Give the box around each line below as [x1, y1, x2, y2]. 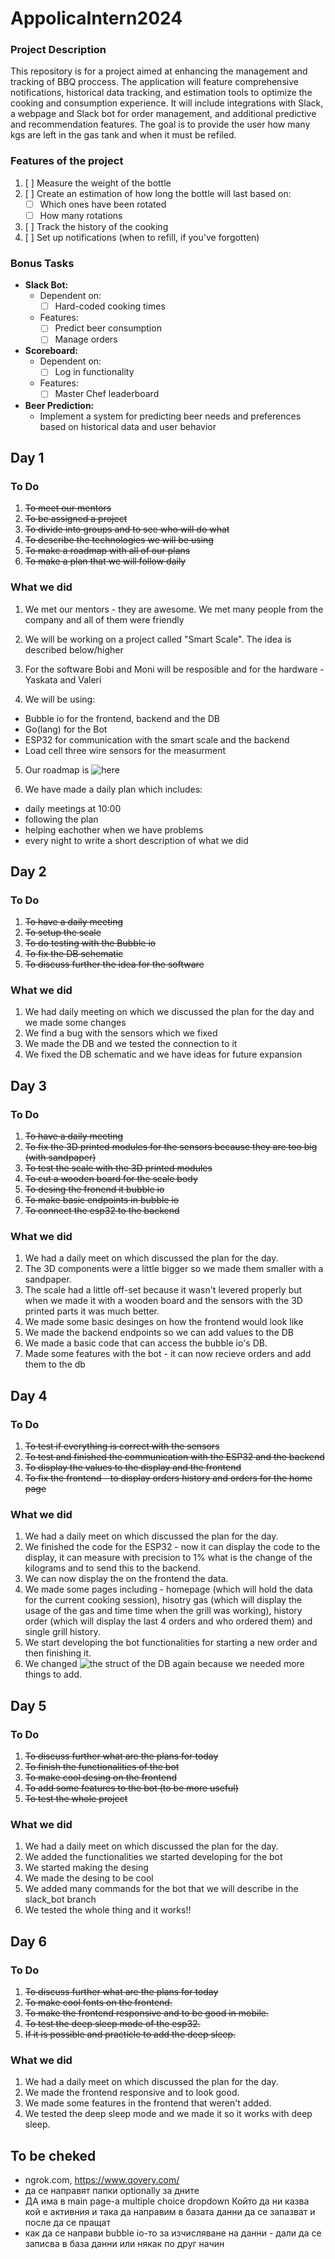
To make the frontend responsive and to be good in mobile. [24, 2007, 269, 2019]
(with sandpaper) [24, 1152, 97, 1164]
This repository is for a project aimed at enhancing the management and [10, 65, 308, 77]
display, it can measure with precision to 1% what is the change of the [24, 1552, 313, 1564]
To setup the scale [24, 927, 102, 939]
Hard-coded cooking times [54, 300, 166, 312]
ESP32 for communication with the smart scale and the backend [24, 733, 290, 746]
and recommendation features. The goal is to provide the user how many [10, 118, 311, 131]
